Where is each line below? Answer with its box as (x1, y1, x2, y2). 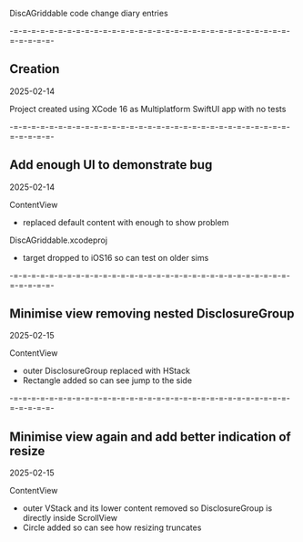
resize (9, 443, 45, 459)
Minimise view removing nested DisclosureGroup (9, 306, 295, 322)
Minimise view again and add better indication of (9, 429, 291, 444)
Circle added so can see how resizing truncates (22, 522, 202, 533)
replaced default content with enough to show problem (22, 216, 229, 227)
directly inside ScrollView (22, 513, 118, 524)
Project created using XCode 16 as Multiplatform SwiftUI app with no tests (9, 103, 287, 114)
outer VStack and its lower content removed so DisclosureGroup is (22, 503, 273, 514)
